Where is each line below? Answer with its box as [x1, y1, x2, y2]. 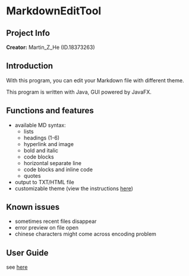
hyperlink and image [23, 140, 74, 147]
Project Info [6, 28, 51, 38]
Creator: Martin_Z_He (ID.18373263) [6, 44, 95, 51]
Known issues [6, 202, 60, 212]
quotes [23, 172, 41, 179]
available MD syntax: [14, 121, 67, 129]
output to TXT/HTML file [14, 178, 74, 185]
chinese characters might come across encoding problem [14, 231, 156, 238]
